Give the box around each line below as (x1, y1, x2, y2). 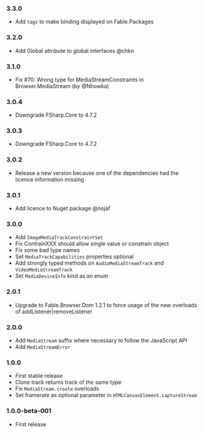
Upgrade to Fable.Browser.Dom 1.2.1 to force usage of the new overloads (15, 301, 198, 309)
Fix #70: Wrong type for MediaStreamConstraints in (15, 76, 144, 83)
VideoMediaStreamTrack (15, 267, 73, 273)
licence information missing (15, 176, 84, 183)
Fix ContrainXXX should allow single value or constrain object (15, 240, 169, 247)
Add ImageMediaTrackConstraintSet (15, 234, 103, 241)
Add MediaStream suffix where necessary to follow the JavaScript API (15, 336, 188, 344)
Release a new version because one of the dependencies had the (15, 169, 179, 177)
